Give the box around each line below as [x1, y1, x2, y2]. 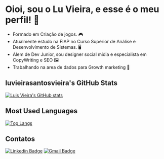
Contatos [5, 134, 35, 143]
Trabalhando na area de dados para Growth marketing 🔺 [12, 64, 130, 70]
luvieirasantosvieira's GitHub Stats [5, 79, 118, 88]
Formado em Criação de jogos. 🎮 [12, 31, 84, 37]
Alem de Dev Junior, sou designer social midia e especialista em [12, 51, 147, 57]
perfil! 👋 [5, 14, 39, 26]
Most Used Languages [5, 107, 77, 115]
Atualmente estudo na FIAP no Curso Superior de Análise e [12, 38, 136, 44]
